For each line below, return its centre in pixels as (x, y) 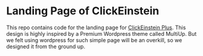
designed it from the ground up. (46, 46)
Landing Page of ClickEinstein (83, 11)
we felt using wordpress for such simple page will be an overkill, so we (94, 40)
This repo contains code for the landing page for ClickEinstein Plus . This (96, 27)
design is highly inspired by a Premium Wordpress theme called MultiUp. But (101, 33)
